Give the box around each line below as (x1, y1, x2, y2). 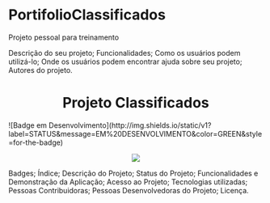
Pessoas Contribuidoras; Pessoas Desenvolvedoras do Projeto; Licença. (8, 185, 249, 195)
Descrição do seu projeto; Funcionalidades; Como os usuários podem (8, 48, 241, 57)
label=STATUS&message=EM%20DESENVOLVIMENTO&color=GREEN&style (8, 129, 263, 138)
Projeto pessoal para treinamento (8, 32, 120, 42)
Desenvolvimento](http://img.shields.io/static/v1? (48, 120, 212, 130)
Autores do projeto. (8, 65, 73, 74)
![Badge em (8, 120, 47, 130)
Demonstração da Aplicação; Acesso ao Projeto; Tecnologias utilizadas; (8, 176, 248, 187)
